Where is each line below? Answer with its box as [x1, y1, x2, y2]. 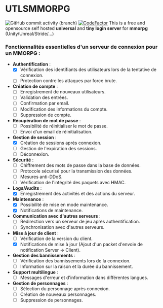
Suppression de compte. [20, 112, 72, 118]
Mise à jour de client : [12, 230, 59, 236]
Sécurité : [12, 157, 34, 163]
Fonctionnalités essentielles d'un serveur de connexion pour [5, 43, 158, 50]
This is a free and [108, 20, 145, 26]
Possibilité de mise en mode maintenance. [20, 201, 108, 208]
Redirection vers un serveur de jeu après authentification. [20, 219, 140, 225]
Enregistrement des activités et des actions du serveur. [20, 191, 135, 197]
